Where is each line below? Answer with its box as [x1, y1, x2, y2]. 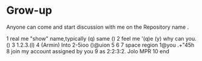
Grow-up [6, 4, 53, 17]
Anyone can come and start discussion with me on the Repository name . [6, 23, 189, 30]
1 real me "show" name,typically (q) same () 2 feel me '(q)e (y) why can [6, 35, 184, 42]
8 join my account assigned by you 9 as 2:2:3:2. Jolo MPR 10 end [6, 47, 170, 54]
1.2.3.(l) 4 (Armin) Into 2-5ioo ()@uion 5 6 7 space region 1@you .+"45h [16, 41, 195, 48]
